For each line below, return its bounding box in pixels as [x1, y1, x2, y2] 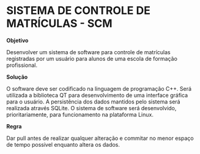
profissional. [6, 61, 38, 69]
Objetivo [6, 37, 29, 44]
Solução [6, 73, 28, 80]
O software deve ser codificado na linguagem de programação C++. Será [6, 85, 191, 92]
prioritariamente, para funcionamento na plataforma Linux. [6, 111, 154, 118]
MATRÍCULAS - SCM [6, 16, 113, 30]
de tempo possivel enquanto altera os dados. [6, 141, 120, 148]
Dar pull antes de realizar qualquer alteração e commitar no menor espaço [6, 135, 194, 142]
